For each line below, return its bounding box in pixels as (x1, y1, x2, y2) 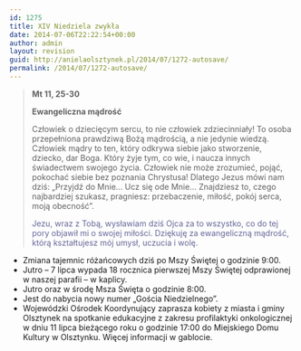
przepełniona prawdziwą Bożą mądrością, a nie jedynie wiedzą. (31, 133, 269, 144)
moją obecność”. (31, 200, 95, 211)
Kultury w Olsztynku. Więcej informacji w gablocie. (22, 331, 213, 342)
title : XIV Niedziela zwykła (9, 22, 120, 31)
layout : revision (9, 47, 75, 56)
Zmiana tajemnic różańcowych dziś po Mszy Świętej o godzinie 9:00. (22, 254, 281, 265)
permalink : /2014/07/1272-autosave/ (9, 64, 148, 73)
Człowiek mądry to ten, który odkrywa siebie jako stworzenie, (31, 142, 263, 154)
